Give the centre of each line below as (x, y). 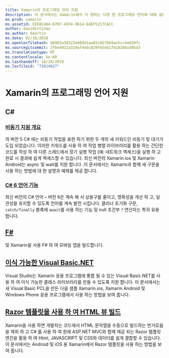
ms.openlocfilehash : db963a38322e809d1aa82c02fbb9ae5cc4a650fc (73, 43)
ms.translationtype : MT (30, 52)
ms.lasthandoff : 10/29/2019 (35, 62)
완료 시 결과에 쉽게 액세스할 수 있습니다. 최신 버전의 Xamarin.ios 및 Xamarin (80, 158)
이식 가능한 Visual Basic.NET (50, 263)
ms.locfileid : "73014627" (32, 66)
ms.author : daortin (26, 33)
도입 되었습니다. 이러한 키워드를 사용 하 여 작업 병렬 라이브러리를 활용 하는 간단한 (84, 145)
